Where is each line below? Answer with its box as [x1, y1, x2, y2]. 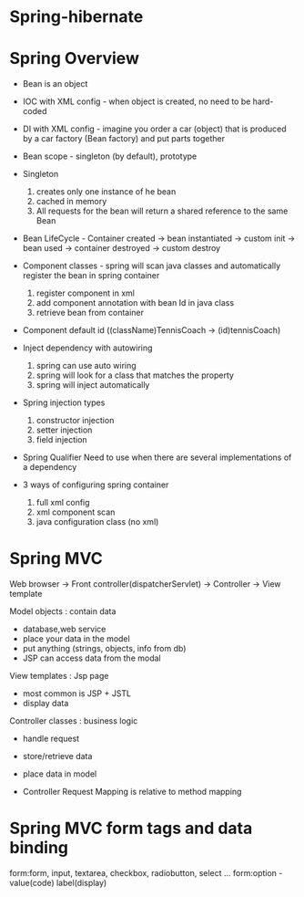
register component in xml [35, 287, 135, 298]
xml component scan [35, 506, 116, 517]
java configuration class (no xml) [35, 516, 159, 527]
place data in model [22, 768, 97, 779]
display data [22, 698, 69, 709]
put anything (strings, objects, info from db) [22, 643, 187, 654]
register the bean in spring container [22, 270, 160, 281]
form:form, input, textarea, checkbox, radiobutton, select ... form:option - [9, 868, 283, 878]
